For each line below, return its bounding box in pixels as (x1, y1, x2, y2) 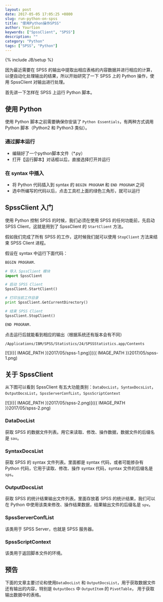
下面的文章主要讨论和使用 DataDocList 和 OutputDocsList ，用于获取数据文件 (5, 580, 156, 585)
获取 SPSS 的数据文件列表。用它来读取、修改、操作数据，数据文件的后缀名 (5, 429, 155, 435)
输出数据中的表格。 (5, 592, 44, 598)
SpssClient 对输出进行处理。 (10, 79, 68, 85)
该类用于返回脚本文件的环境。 (5, 550, 65, 556)
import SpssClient (5, 273, 42, 278)
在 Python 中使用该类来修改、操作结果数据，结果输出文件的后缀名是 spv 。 (5, 502, 153, 507)
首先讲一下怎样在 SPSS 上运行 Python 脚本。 (5, 89, 95, 95)
